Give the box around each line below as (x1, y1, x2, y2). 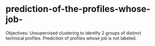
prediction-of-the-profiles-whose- (5, 3, 151, 15)
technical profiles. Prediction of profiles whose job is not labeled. (5, 35, 137, 41)
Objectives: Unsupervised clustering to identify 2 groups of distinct (5, 30, 141, 36)
